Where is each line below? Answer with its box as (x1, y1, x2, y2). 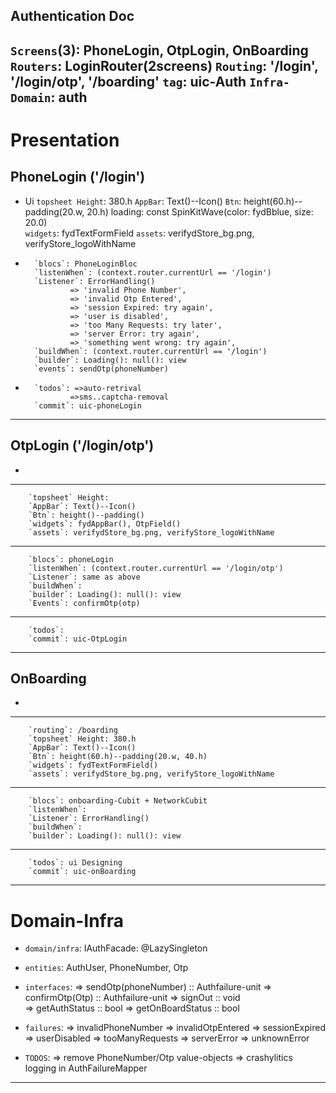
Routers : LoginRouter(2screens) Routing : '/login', (10, 57, 319, 74)
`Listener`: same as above (28, 572, 141, 582)
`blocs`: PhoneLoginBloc (34, 259, 138, 269)
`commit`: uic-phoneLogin (34, 400, 142, 411)
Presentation (10, 129, 120, 151)
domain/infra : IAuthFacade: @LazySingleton (24, 942, 208, 954)
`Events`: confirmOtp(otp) (28, 598, 141, 608)
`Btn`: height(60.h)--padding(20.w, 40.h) (28, 752, 208, 762)
